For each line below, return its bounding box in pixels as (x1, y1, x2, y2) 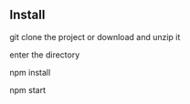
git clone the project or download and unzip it (9, 31, 181, 42)
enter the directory (9, 49, 80, 60)
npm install (9, 67, 51, 78)
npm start (9, 84, 47, 95)
